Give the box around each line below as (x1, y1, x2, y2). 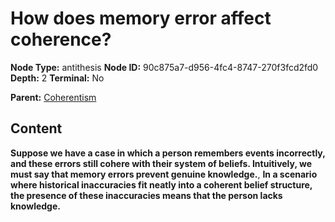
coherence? (10, 28, 112, 51)
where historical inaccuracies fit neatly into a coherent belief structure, (10, 178, 313, 191)
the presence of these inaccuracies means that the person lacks (10, 189, 283, 201)
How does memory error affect (10, 7, 272, 30)
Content (10, 120, 63, 137)
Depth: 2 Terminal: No (10, 72, 105, 84)
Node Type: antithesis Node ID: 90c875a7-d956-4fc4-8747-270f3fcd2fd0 (10, 61, 319, 73)
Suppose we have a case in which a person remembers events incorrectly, (10, 147, 326, 159)
